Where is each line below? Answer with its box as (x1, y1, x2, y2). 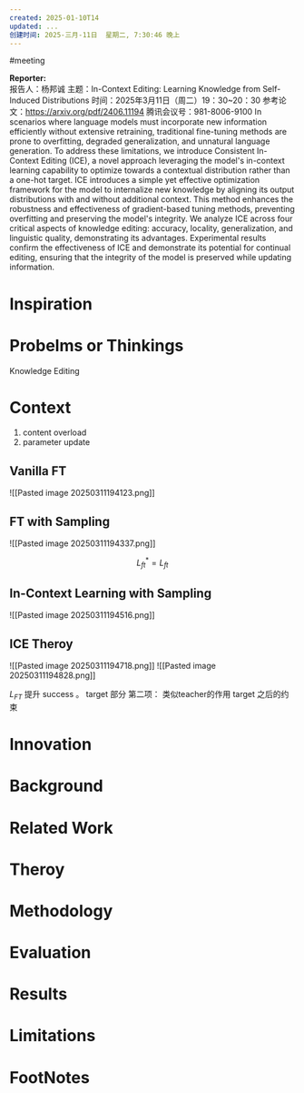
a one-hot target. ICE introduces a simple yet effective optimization (9, 175, 260, 186)
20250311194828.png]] (9, 670, 96, 681)
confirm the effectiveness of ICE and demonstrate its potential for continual (9, 242, 291, 253)
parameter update (22, 437, 91, 448)
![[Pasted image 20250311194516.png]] (9, 610, 156, 621)
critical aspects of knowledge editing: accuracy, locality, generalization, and (9, 223, 293, 234)
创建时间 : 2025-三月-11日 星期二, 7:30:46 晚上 (9, 30, 181, 39)
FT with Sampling (9, 513, 111, 529)
